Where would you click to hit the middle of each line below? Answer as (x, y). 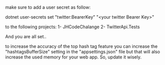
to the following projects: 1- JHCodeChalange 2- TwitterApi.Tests (72, 27)
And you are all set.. (26, 37)
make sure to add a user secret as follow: (48, 7)
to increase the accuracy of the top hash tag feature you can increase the (81, 46)
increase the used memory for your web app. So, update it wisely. (73, 57)
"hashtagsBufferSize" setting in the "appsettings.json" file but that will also (82, 52)
